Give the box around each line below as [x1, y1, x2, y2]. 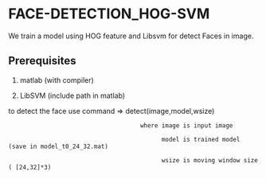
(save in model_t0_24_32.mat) [8, 142, 109, 150]
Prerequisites [8, 54, 76, 68]
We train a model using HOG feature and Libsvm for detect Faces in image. [8, 31, 254, 41]
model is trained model [161, 135, 241, 143]
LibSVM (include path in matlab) [19, 91, 126, 100]
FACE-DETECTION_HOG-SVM [8, 5, 210, 23]
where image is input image [139, 121, 233, 130]
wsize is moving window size [161, 156, 259, 164]
